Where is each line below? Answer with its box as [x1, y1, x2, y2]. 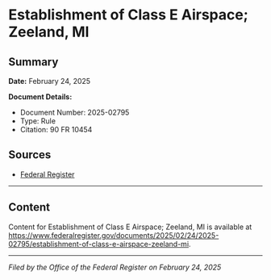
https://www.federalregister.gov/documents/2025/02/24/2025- [8, 230, 219, 240]
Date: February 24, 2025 [8, 77, 91, 86]
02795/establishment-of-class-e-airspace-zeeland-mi [8, 239, 190, 249]
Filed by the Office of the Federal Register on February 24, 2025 [8, 262, 222, 272]
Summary [8, 55, 59, 69]
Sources [8, 148, 52, 162]
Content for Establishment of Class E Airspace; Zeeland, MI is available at [8, 222, 252, 232]
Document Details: [8, 92, 73, 102]
